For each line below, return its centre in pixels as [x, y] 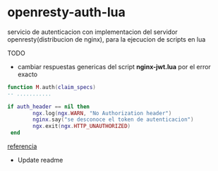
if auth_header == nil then [49, 107]
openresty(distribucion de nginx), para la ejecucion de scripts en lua [107, 39]
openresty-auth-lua [66, 12]
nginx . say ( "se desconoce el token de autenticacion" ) [113, 120]
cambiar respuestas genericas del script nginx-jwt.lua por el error [114, 66]
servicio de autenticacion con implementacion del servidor [92, 32]
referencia [22, 146]
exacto [27, 74]
